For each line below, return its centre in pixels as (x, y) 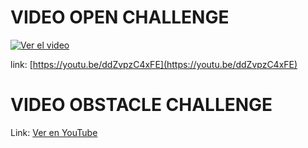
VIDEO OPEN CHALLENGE (120, 17)
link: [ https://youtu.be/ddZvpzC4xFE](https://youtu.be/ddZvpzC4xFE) (154, 64)
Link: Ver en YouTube (54, 132)
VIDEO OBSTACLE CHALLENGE (141, 105)
